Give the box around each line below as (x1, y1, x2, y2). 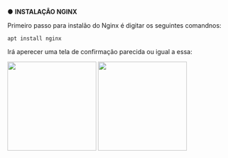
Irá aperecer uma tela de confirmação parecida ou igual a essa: (7, 48, 193, 56)
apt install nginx (7, 35, 62, 42)
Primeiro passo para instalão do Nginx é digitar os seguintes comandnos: (7, 21, 222, 29)
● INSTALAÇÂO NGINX (7, 8, 77, 16)
